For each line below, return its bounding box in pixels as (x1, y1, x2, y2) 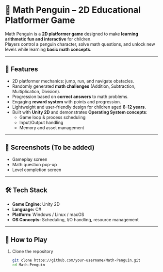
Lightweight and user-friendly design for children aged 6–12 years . (12, 104, 147, 110)
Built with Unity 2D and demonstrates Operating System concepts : (12, 109, 147, 115)
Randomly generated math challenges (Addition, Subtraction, (12, 83, 136, 89)
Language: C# (12, 207, 42, 213)
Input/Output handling (19, 119, 64, 125)
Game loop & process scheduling (19, 114, 86, 120)
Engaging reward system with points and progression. (12, 98, 121, 104)
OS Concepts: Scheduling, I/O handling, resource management (12, 217, 139, 223)
